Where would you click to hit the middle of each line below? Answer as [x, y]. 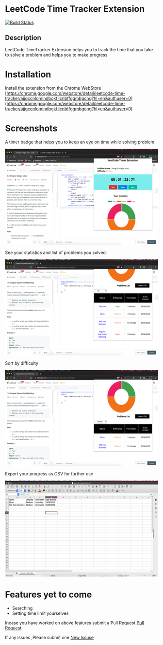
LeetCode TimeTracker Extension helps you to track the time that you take [79, 49]
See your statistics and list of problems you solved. [56, 253]
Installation [28, 74]
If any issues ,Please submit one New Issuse [49, 637]
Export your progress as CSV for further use [49, 473]
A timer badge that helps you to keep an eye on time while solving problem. [81, 142]
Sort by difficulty [22, 363]
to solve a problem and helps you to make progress [56, 55]
